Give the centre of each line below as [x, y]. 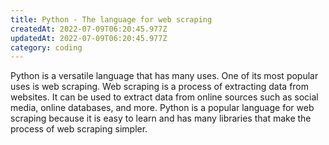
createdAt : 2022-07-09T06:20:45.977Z [89, 29]
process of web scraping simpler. [79, 129]
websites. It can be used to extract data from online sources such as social [164, 97]
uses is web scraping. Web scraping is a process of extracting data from [160, 87]
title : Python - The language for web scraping [111, 19]
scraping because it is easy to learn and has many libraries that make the [161, 118]
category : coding [46, 47]
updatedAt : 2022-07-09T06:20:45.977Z [89, 38]
